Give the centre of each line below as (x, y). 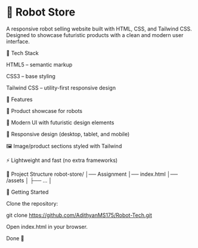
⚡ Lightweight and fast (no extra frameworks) (62, 160)
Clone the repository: (32, 203)
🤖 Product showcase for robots (44, 111)
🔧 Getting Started (27, 192)
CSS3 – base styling (31, 76)
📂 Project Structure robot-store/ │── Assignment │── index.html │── (92, 174)
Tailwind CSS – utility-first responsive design (61, 88)
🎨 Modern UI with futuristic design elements (60, 123)
